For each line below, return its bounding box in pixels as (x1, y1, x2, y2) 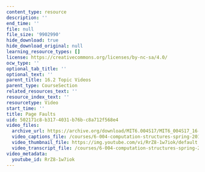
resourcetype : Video (6, 99, 59, 106)
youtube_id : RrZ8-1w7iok (12, 156, 75, 162)
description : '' (6, 15, 48, 21)
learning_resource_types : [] (6, 49, 81, 55)
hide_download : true (6, 37, 59, 43)
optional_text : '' (6, 71, 53, 77)
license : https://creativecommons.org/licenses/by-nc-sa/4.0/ (6, 54, 168, 60)
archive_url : (12, 128, 45, 134)
